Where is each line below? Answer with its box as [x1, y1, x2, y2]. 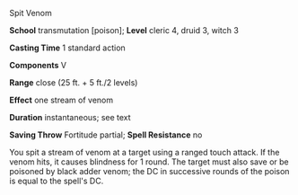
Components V [9, 60, 67, 70]
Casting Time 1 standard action [9, 42, 126, 53]
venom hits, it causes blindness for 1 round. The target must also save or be [9, 156, 289, 167]
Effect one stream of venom [9, 94, 114, 105]
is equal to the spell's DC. [9, 175, 104, 186]
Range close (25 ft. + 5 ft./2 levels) [9, 77, 138, 88]
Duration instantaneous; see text [9, 112, 132, 122]
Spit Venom [9, 8, 52, 18]
